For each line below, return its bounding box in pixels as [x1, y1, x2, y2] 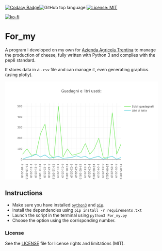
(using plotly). [5, 72, 33, 78]
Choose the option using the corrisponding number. [12, 217, 115, 223]
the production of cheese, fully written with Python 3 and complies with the [5, 52, 156, 58]
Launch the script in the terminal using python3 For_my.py [12, 212, 127, 218]
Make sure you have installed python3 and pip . [12, 202, 105, 208]
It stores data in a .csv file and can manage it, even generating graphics [5, 66, 149, 72]
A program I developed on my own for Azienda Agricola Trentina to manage [5, 47, 156, 53]
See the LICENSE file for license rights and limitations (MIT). [5, 240, 125, 247]
